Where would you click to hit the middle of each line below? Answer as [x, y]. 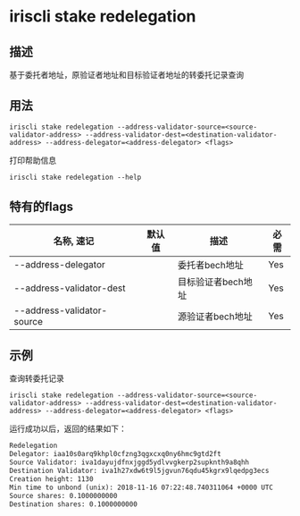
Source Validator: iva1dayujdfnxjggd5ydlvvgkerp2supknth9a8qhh [129, 462]
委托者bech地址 [210, 265]
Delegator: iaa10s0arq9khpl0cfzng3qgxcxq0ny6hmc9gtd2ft [115, 454]
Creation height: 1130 [51, 479]
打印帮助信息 [33, 160]
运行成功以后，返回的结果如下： [68, 429]
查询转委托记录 [37, 378]
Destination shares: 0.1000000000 [74, 504]
